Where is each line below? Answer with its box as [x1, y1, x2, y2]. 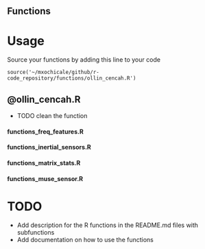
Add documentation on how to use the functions [16, 236, 154, 244]
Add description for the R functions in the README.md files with [16, 221, 199, 229]
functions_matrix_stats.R [7, 158, 81, 167]
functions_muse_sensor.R [7, 174, 84, 182]
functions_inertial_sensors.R [7, 143, 91, 152]
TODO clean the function [16, 112, 88, 120]
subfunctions [16, 228, 55, 237]
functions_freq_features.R [7, 127, 84, 136]
